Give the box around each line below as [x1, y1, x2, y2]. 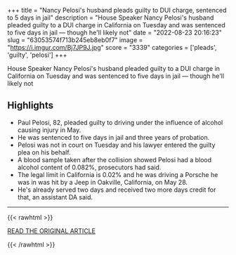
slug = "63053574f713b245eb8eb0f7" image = [7, 36, 143, 44]
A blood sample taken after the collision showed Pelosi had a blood [17, 155, 212, 164]
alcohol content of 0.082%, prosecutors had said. [17, 163, 162, 171]
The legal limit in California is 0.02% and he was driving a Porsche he [17, 170, 218, 178]
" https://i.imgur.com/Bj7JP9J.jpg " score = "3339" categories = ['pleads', [7, 44, 217, 51]
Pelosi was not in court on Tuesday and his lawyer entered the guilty [17, 140, 216, 149]
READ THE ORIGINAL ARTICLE [7, 226, 96, 235]
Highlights [7, 100, 54, 112]
